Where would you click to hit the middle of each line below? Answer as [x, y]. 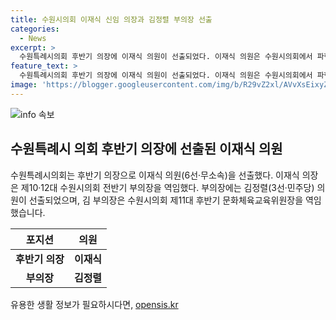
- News [33, 38]
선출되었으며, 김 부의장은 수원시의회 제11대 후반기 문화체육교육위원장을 [166, 200]
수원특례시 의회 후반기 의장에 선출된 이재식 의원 [146, 149]
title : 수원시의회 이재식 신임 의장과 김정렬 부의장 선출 [111, 19]
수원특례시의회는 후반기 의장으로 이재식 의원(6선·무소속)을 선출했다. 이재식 [155, 175]
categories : [35, 29]
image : [24, 85]
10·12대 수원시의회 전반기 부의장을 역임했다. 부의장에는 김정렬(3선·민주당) [171, 187]
